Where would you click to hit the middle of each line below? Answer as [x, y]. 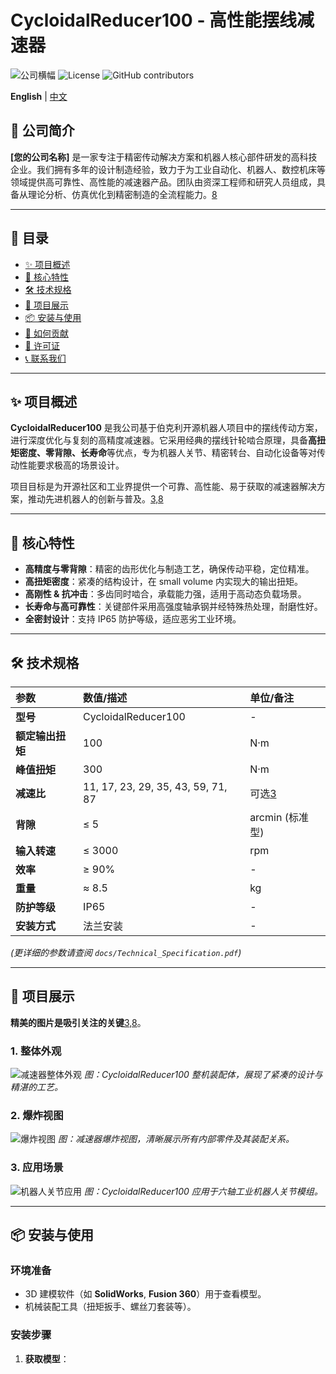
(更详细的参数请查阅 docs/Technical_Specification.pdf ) [126, 952]
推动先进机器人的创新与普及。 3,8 [95, 499]
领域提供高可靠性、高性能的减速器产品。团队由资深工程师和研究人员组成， [163, 182]
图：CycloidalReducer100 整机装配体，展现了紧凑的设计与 [203, 1075]
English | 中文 [39, 96]
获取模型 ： [47, 1358]
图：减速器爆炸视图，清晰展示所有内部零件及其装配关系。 [176, 1139]
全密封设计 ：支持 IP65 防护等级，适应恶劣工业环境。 [133, 619]
